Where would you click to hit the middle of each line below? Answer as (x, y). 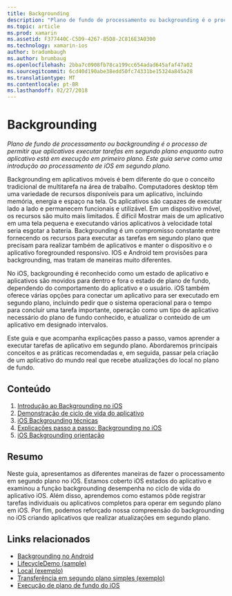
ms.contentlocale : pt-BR (43, 84)
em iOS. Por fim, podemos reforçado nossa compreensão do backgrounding (116, 510)
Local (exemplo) (40, 570)
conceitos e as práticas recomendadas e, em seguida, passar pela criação (113, 353)
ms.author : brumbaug (37, 59)
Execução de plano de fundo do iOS (68, 585)
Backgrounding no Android (56, 556)
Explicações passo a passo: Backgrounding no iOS (89, 427)
